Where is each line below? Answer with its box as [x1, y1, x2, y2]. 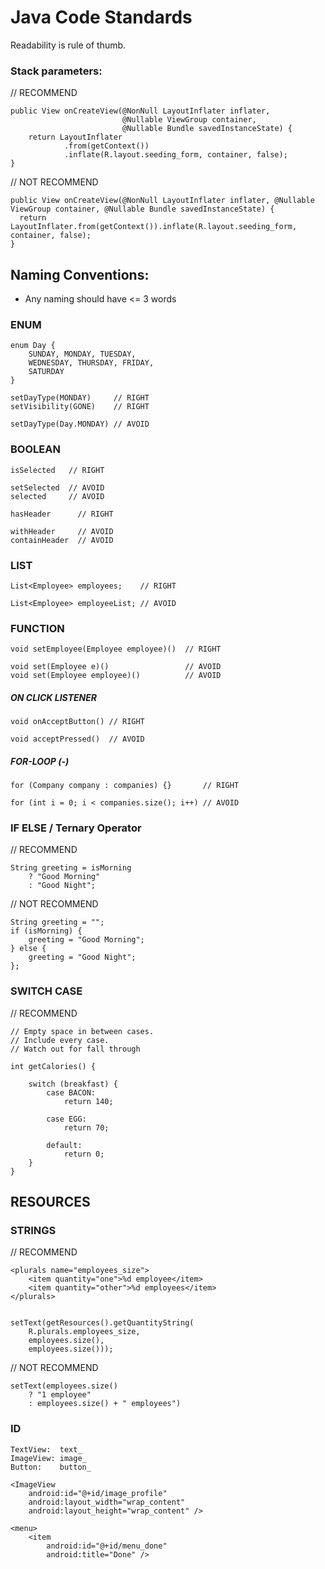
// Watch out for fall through [10, 1044, 141, 1054]
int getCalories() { [10, 1061, 97, 1071]
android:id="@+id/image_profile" [28, 1488, 168, 1498]
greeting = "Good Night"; [28, 952, 137, 963]
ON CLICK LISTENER [10, 691, 98, 703]
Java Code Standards [10, 6, 193, 29]
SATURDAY [28, 367, 65, 377]
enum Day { [10, 341, 56, 351]
